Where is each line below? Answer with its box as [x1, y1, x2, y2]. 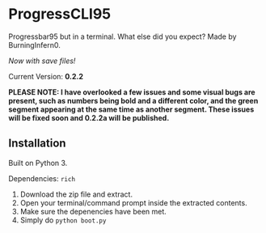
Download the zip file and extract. [19, 189, 133, 199]
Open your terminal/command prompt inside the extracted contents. [19, 197, 248, 207]
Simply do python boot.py [19, 215, 107, 225]
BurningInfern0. [8, 40, 61, 49]
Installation [8, 137, 66, 150]
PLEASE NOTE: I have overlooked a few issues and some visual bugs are [8, 87, 256, 97]
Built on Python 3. [8, 158, 68, 167]
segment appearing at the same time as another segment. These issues [8, 104, 255, 114]
